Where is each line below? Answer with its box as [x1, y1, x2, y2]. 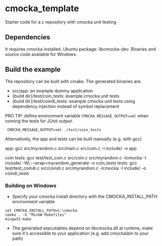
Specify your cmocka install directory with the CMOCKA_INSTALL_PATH [12, 193, 158, 199]
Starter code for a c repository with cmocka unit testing [5, 19, 117, 25]
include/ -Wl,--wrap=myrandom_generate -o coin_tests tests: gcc [5, 160, 138, 166]
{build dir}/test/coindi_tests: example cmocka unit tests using [12, 98, 135, 104]
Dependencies [5, 33, 50, 41]
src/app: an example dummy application [12, 88, 93, 94]
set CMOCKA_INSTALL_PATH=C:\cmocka [5, 208, 78, 213]
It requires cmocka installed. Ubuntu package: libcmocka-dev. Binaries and [5, 46, 156, 52]
